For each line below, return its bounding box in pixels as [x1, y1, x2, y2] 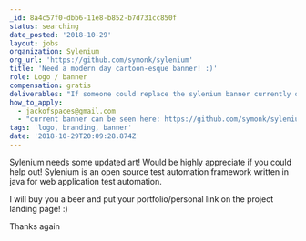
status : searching [9, 22, 79, 31]
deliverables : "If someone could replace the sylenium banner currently [9, 89, 291, 98]
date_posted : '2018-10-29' [9, 30, 112, 39]
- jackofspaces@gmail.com [17, 106, 117, 115]
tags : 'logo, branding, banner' [9, 124, 132, 133]
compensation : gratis [9, 81, 92, 90]
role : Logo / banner [9, 73, 88, 82]
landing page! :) [9, 203, 68, 214]
